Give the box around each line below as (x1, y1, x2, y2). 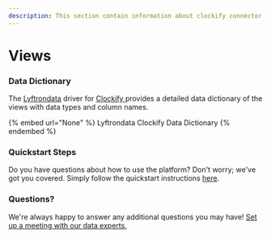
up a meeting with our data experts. (8, 220, 127, 230)
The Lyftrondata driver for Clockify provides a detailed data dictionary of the (8, 94, 263, 103)
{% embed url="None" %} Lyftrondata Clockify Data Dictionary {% (8, 118, 231, 127)
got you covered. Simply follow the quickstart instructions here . (8, 173, 220, 183)
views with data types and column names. (8, 102, 149, 112)
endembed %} (8, 127, 57, 136)
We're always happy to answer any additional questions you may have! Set (8, 211, 257, 222)
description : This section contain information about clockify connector (8, 11, 263, 20)
